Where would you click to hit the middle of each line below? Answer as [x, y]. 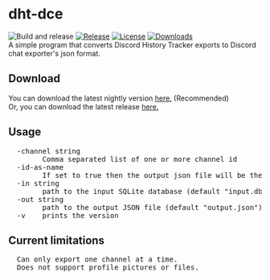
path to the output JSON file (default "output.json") [152, 207]
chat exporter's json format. [54, 53]
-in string [38, 183]
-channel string [49, 151]
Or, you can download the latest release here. [84, 106]
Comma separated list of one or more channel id [140, 159]
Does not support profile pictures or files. [108, 268]
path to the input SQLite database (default [131, 191]
